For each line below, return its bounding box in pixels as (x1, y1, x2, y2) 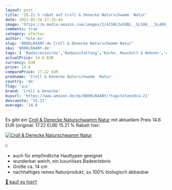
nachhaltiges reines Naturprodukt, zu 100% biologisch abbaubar (12, 169, 149, 175)
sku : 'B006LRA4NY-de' (5, 46, 52, 51)
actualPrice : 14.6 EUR (5, 55, 54, 60)
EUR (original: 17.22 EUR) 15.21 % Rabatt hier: (5, 122, 101, 129)
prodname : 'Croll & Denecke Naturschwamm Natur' (5, 74, 114, 79)
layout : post (5, 7, 33, 13)
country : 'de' (5, 79, 36, 84)
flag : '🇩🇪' (5, 83, 31, 89)
